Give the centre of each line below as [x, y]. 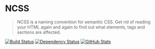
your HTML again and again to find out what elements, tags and [81, 27]
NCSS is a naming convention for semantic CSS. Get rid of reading [84, 22]
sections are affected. [39, 32]
